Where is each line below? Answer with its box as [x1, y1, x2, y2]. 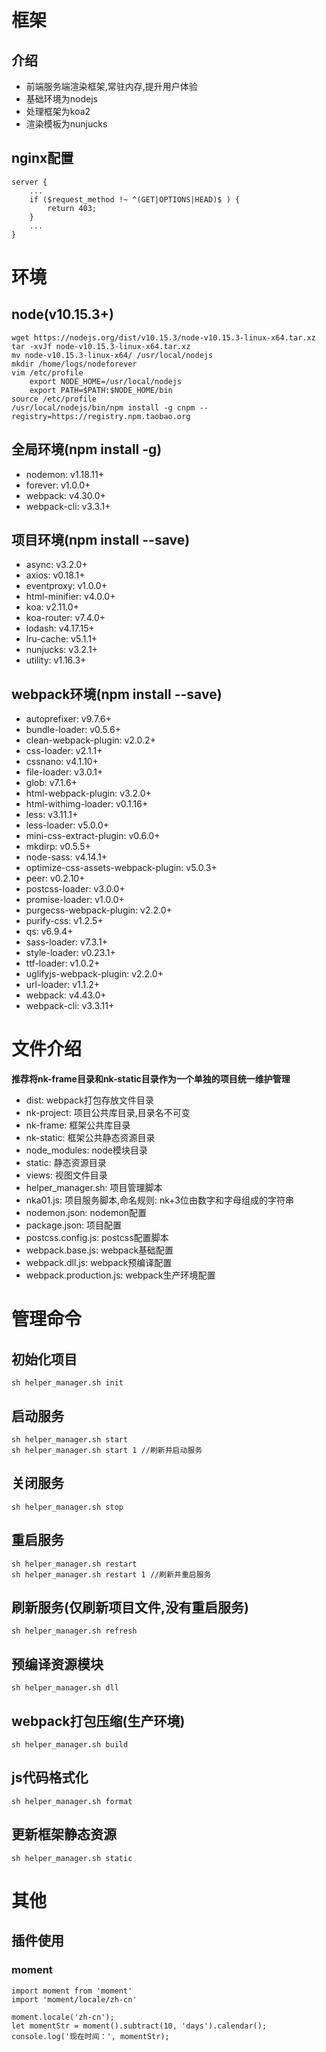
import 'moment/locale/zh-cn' [11, 1994, 138, 2005]
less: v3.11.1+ [25, 809, 79, 821]
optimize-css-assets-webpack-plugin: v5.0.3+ [25, 862, 218, 874]
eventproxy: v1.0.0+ [25, 580, 108, 592]
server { [11, 177, 48, 187]
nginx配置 [11, 150, 74, 167]
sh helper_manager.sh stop [11, 1502, 124, 1512]
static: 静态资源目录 [25, 1157, 107, 1169]
